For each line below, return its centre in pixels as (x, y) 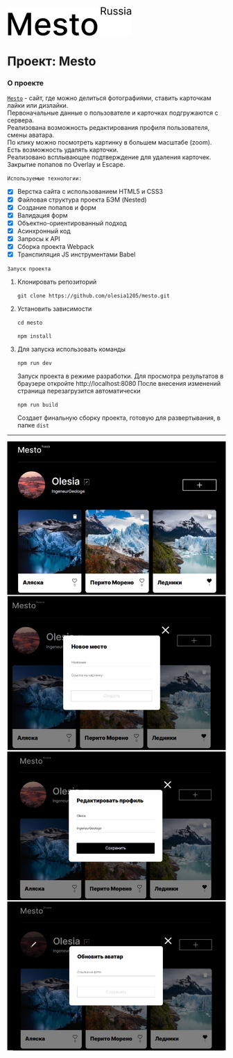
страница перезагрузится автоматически (79, 391)
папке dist (33, 425)
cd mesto (30, 323)
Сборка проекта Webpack (56, 246)
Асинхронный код (44, 231)
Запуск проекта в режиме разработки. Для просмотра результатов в (120, 376)
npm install (34, 336)
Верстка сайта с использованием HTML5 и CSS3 (90, 192)
